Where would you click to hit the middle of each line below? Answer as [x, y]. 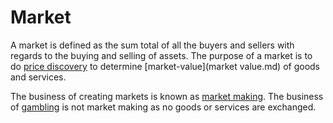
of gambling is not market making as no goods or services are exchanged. [163, 107]
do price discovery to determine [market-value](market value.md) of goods [165, 66]
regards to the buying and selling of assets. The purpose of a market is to [161, 55]
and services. [38, 77]
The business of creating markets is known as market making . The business [167, 96]
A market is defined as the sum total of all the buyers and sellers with [152, 45]
